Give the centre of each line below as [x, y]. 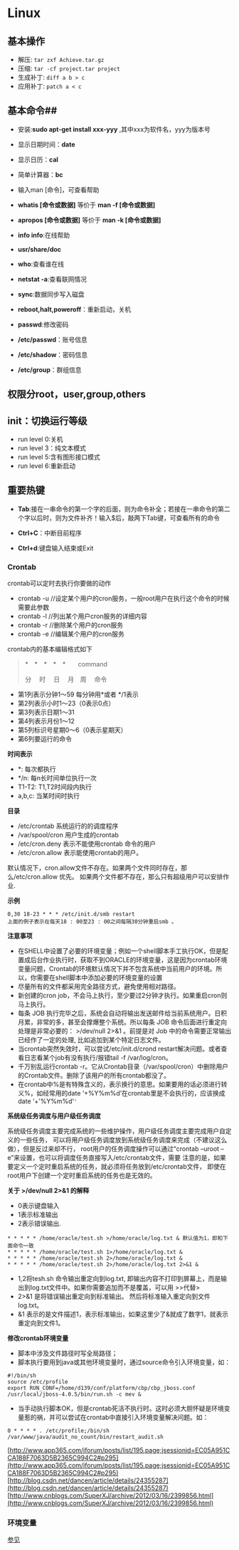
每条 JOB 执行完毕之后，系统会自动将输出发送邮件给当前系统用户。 [116, 1013]
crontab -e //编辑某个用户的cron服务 [71, 634]
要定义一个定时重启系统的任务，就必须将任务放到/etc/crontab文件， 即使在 [117, 1167]
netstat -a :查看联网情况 [52, 279]
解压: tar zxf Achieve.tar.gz [61, 59]
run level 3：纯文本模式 [52, 448]
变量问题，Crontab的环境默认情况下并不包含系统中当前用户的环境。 [117, 969]
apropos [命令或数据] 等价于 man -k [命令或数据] [89, 220]
